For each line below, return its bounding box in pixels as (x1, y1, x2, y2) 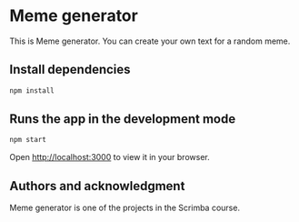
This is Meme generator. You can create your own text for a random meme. (9, 35, 291, 46)
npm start (9, 136, 47, 145)
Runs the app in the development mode (9, 111, 236, 127)
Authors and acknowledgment (9, 178, 185, 194)
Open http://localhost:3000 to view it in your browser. (9, 152, 211, 163)
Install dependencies (9, 62, 131, 77)
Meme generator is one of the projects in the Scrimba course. (9, 202, 241, 214)
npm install (9, 86, 55, 96)
